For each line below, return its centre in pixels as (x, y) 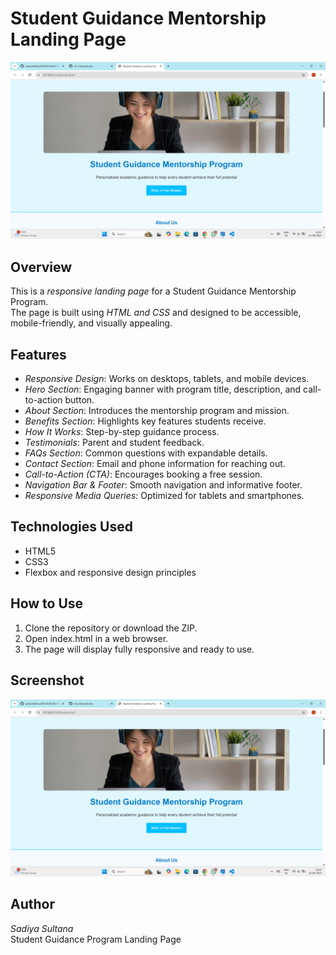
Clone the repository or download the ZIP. (111, 628)
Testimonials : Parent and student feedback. (114, 443)
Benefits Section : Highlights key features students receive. (145, 421)
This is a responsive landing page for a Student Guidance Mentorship (153, 291)
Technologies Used (71, 527)
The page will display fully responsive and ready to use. (139, 649)
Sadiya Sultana (42, 928)
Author (32, 904)
